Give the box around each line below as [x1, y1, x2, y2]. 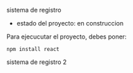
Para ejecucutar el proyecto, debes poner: [6, 32, 127, 41]
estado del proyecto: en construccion [16, 19, 124, 27]
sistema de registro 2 [6, 58, 67, 66]
